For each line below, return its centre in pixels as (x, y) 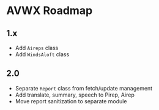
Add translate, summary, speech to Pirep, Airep (75, 95)
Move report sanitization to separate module (71, 101)
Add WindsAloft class (42, 54)
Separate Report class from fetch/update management (84, 88)
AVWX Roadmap (50, 11)
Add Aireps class (37, 48)
